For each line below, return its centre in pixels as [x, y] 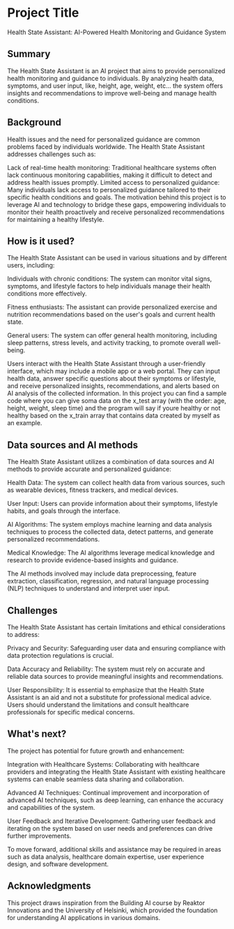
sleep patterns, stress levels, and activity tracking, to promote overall [106, 343]
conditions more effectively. [47, 293]
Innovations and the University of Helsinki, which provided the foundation [112, 910]
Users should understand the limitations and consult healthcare [98, 705]
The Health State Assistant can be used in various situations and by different [117, 258]
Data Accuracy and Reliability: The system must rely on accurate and [106, 669]
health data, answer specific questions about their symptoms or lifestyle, [112, 378]
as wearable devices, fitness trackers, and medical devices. [93, 490]
